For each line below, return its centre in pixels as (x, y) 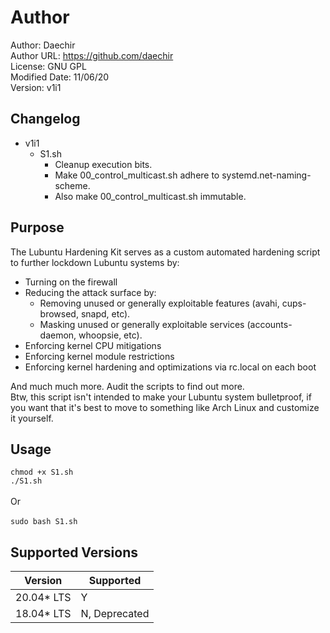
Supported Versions (74, 552)
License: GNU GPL (48, 66)
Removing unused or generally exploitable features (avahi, (159, 303)
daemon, (58, 335)
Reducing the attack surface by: (90, 292)
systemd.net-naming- (266, 175)
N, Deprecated (115, 614)
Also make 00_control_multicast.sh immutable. (150, 196)
